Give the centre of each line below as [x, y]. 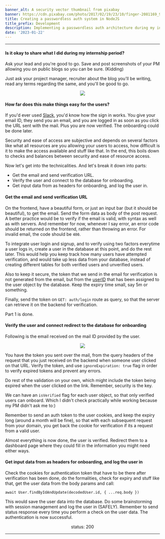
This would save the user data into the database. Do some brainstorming [79, 502]
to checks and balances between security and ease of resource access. [78, 156]
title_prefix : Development [33, 23]
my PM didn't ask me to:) [30, 405]
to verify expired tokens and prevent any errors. [53, 371]
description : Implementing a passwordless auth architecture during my [80, 28]
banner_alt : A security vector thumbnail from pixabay [62, 10]
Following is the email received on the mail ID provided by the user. [73, 336]
